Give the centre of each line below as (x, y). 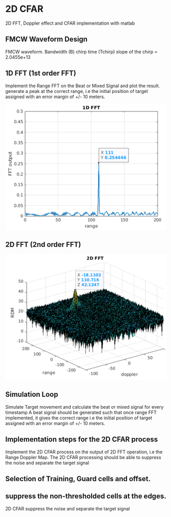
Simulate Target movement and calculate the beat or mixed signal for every (84, 407)
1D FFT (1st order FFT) (41, 73)
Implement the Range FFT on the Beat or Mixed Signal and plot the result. (83, 86)
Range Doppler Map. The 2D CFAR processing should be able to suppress (83, 457)
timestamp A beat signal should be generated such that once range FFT (81, 412)
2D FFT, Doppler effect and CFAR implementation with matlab (70, 23)
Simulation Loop (32, 395)
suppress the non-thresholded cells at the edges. (86, 496)
